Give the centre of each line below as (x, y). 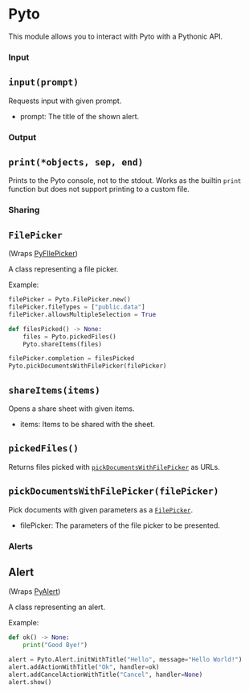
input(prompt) (43, 83)
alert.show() (30, 682)
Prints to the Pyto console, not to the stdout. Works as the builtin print (125, 181)
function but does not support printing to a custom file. (99, 189)
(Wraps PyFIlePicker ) (43, 254)
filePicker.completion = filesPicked (71, 359)
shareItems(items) (54, 390)
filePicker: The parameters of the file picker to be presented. (120, 525)
